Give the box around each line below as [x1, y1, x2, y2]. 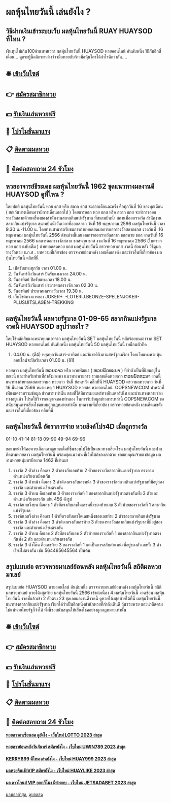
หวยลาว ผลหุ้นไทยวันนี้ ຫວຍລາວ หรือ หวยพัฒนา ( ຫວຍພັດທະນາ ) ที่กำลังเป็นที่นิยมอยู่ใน [6, 367, 160, 373]
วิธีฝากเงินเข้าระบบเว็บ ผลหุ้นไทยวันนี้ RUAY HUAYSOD [6, 26, 153, 35]
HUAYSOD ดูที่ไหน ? [6, 190, 64, 199]
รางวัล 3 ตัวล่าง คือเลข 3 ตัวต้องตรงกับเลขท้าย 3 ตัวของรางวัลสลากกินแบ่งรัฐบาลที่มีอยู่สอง [13, 518, 163, 524]
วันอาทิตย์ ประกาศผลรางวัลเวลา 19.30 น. [13, 288, 83, 294]
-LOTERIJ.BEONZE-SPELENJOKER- [65, 294, 140, 300]
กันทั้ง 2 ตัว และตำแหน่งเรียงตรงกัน [13, 536, 73, 542]
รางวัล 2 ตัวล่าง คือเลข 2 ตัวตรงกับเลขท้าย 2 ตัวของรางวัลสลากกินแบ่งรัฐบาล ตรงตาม [13, 467, 154, 473]
